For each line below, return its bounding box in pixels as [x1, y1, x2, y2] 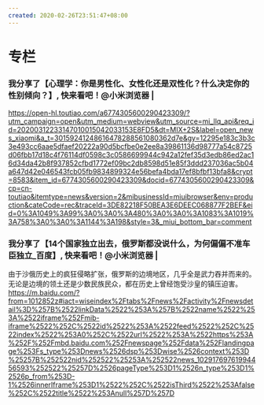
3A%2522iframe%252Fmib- [8, 313, 100, 323]
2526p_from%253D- [8, 372, 75, 381]
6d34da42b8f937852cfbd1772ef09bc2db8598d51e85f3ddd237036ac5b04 [8, 158, 254, 168]
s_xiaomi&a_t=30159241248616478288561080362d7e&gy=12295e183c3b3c [8, 133, 255, 143]
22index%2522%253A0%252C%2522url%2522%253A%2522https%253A [8, 330, 254, 340]
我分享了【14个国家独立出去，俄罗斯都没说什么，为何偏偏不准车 [8, 238, 251, 249]
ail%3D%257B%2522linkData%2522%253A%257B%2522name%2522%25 [8, 305, 255, 314]
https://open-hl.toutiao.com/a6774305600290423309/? [8, 108, 190, 118]
